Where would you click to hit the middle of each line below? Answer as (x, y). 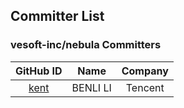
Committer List (57, 16)
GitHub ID (39, 71)
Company (145, 71)
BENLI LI (91, 87)
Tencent (145, 87)
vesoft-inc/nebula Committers (86, 45)
